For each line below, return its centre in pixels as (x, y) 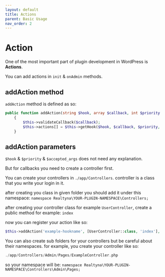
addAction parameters (41, 147)
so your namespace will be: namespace (44, 265)
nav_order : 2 (19, 23)
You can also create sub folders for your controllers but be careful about (79, 241)
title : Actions (21, 14)
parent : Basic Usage (26, 19)
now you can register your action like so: (46, 223)
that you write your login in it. (35, 183)
